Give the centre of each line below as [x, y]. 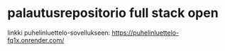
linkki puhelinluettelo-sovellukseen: [59, 33]
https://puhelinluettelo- [146, 33]
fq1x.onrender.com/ [36, 40]
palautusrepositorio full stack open [113, 13]
